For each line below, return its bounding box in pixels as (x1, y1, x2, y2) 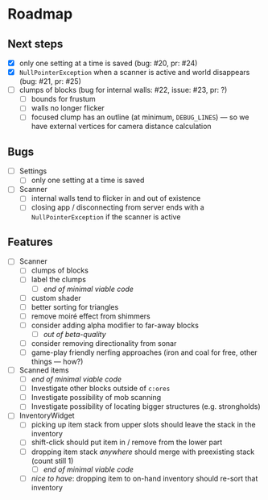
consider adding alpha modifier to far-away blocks (31, 320, 199, 330)
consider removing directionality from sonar (31, 338, 177, 348)
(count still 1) (31, 456, 74, 465)
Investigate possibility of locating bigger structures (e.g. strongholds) (31, 402, 261, 411)
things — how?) (31, 356, 84, 366)
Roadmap (7, 5, 73, 23)
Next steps (7, 37, 64, 51)
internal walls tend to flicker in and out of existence (31, 194, 201, 203)
